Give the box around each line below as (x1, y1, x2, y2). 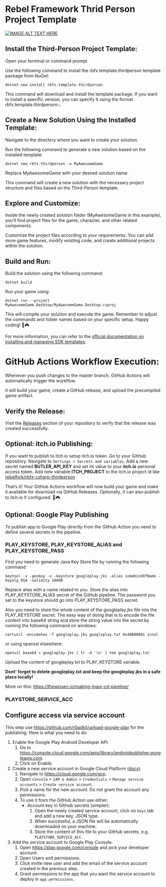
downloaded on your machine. (34, 823, 97, 829)
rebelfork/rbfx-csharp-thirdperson (5, 474, 75, 480)
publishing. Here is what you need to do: (5, 730, 88, 735)
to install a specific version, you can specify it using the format (5, 96, 133, 102)
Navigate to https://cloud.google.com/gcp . (19, 771, 107, 777)
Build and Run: (5, 257, 51, 265)
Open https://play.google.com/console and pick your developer (19, 844, 150, 850)
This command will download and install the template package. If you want (5, 91, 158, 97)
